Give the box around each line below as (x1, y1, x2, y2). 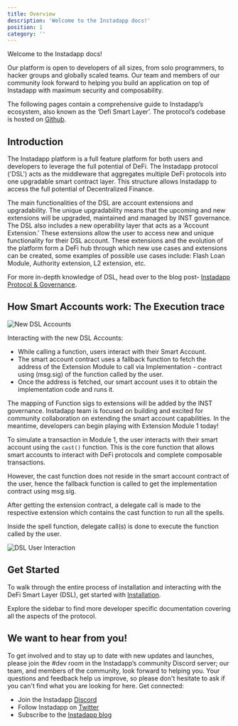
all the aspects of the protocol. (7, 612, 97, 620)
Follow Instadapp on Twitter (17, 703, 99, 711)
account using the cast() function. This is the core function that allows (7, 442, 215, 452)
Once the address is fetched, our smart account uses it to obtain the (17, 378, 218, 386)
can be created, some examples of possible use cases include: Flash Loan (7, 252, 225, 260)
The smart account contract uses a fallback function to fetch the (17, 355, 207, 363)
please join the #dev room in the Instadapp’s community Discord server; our (7, 658, 229, 667)
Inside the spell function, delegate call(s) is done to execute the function (7, 522, 219, 530)
